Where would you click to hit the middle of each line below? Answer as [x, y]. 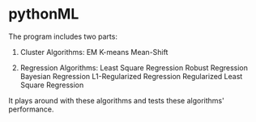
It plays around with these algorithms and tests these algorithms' [116, 100]
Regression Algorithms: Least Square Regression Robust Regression [134, 67]
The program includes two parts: [63, 36]
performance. [31, 109]
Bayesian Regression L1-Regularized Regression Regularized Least [131, 76]
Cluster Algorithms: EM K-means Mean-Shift [94, 52]
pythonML [44, 14]
